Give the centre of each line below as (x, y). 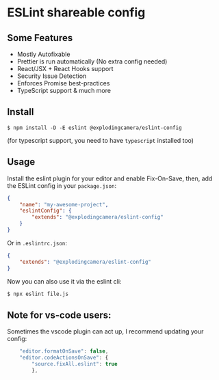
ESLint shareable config (76, 13)
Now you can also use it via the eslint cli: (64, 281)
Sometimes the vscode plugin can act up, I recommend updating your (105, 331)
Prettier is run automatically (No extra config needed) (92, 62)
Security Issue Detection (52, 76)
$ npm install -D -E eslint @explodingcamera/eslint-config (95, 128)
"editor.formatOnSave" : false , (64, 351)
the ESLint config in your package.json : (62, 185)
